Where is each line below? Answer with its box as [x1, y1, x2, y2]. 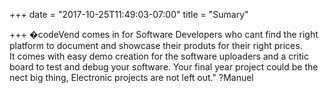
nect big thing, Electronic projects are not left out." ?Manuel [9, 72, 254, 83]
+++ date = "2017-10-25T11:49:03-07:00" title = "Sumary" [9, 9, 249, 20]
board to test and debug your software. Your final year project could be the [9, 61, 319, 73]
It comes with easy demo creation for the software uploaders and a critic [9, 50, 309, 62]
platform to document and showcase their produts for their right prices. [9, 40, 303, 51]
